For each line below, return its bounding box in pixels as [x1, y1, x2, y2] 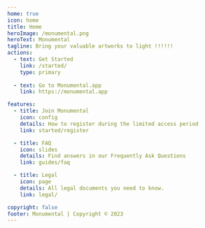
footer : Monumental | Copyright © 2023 [7, 211, 124, 218]
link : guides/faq [20, 159, 71, 166]
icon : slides [20, 146, 58, 153]
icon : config [20, 114, 58, 121]
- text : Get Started [13, 56, 73, 63]
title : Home [7, 23, 42, 30]
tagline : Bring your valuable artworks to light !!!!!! [7, 43, 174, 50]
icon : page [20, 178, 52, 185]
